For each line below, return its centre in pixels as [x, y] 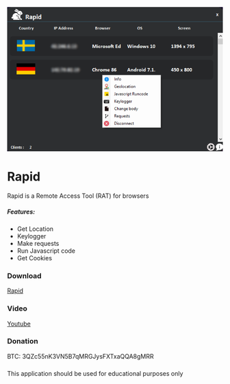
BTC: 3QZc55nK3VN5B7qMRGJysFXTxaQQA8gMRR [80, 356]
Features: [21, 212]
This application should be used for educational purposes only [95, 374]
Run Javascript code [46, 251]
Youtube [19, 324]
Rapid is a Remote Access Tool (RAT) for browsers [78, 196]
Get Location [35, 229]
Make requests [38, 243]
